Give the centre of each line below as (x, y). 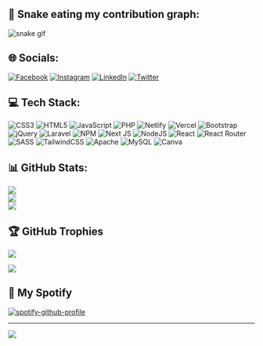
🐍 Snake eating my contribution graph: (104, 15)
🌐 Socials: (34, 58)
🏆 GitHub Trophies (56, 231)
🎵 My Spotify (40, 293)
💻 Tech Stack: (44, 103)
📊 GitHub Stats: (48, 168)
